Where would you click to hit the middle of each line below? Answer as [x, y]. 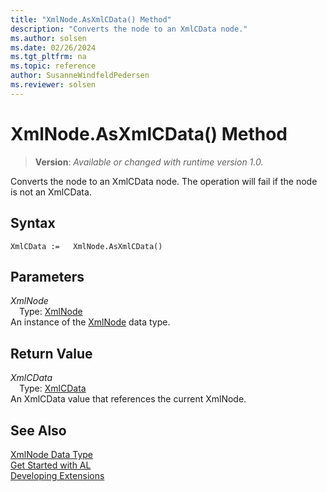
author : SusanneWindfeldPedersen [80, 76]
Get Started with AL [51, 465]
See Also [38, 430]
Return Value [51, 353]
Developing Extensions [57, 475]
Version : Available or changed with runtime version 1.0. [149, 162]
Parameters [47, 276]
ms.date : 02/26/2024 [53, 47]
